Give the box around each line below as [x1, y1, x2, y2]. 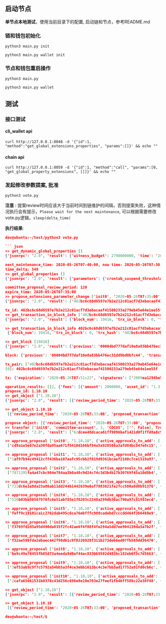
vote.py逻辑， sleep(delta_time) [5, 215, 71, 221]
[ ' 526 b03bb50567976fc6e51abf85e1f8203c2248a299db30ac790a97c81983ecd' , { [7, 497, 163, 502]
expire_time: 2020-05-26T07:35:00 [5, 290, 77, 295]
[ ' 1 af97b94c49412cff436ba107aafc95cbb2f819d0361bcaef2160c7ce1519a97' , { [7, 457, 163, 462]
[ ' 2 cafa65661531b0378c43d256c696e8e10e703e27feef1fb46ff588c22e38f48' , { [7, 578, 163, 583]
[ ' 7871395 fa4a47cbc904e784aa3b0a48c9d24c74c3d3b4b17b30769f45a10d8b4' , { [7, 470, 163, 475]
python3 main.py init [5, 44, 50, 49]
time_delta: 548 [5, 267, 39, 272]
